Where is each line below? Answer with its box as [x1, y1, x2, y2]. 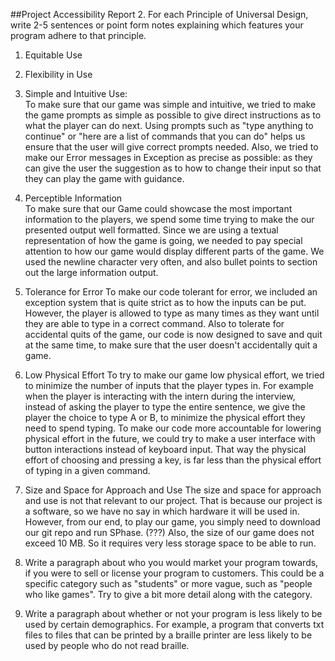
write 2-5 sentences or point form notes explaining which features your [10, 19, 304, 31]
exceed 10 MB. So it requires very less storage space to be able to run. [24, 537, 317, 549]
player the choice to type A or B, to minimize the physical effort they [24, 412, 306, 423]
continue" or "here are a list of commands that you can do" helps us [24, 130, 306, 142]
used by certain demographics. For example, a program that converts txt [24, 619, 325, 630]
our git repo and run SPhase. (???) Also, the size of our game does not [24, 527, 315, 538]
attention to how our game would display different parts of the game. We [24, 245, 325, 257]
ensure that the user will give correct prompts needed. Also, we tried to [24, 141, 319, 153]
